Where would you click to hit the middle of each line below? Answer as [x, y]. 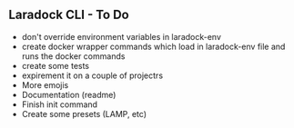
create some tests [56, 65]
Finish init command [59, 104]
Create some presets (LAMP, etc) [84, 113]
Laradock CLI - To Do [69, 15]
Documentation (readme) [69, 94]
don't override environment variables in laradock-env [122, 36]
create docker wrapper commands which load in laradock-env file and [153, 46]
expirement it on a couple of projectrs [92, 75]
